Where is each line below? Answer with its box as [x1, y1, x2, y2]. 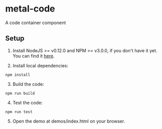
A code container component [5, 20, 66, 26]
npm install [5, 72, 30, 77]
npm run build [5, 91, 35, 96]
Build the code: [12, 81, 44, 87]
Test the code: [12, 99, 43, 105]
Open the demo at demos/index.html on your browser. [12, 118, 125, 124]
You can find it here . [12, 53, 55, 59]
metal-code [5, 3, 56, 15]
